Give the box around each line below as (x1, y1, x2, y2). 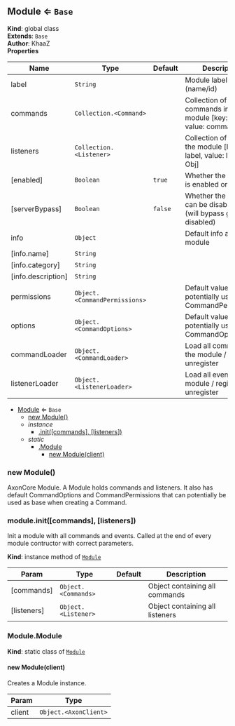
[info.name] (10, 248, 49, 258)
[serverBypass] (10, 203, 62, 213)
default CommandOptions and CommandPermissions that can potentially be (7, 491, 227, 499)
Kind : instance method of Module (7, 553, 101, 561)
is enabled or (185, 179, 228, 189)
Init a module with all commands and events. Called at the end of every (7, 532, 212, 540)
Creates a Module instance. (7, 678, 87, 687)
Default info (185, 228, 224, 238)
